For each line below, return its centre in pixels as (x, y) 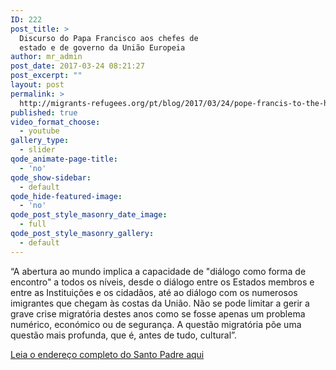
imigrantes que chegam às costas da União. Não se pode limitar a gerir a (160, 303)
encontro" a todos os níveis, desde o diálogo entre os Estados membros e (162, 282)
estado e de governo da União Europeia (102, 47)
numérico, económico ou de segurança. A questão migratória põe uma (156, 324)
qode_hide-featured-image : (66, 196)
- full (33, 224)
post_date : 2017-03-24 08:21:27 (77, 66)
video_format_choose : (55, 122)
